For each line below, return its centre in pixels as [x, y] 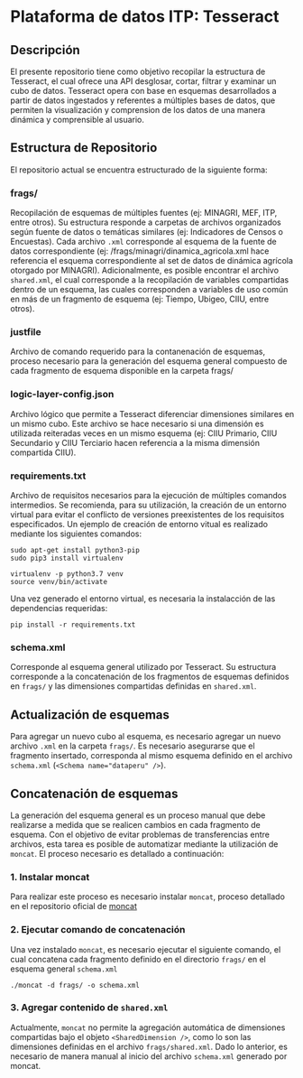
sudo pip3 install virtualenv [67, 558]
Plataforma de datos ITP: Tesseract [145, 17]
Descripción [45, 50]
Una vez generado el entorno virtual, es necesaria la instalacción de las [143, 599]
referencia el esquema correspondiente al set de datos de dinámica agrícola [152, 261]
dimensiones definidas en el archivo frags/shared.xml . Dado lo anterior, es [149, 1046]
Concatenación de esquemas [94, 793]
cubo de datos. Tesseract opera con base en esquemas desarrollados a [144, 91]
